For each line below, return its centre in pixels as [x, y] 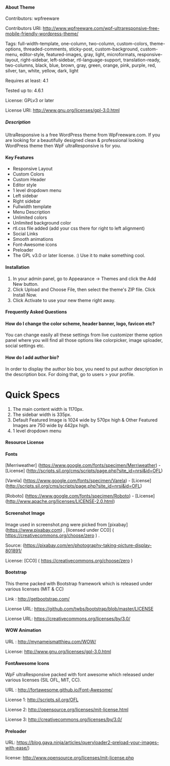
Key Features [20, 157]
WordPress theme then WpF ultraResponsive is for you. [63, 146]
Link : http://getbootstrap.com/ [37, 599]
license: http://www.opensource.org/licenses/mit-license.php [69, 758]
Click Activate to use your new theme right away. [64, 300]
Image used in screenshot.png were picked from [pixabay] [67, 524]
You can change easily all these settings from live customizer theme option [84, 335]
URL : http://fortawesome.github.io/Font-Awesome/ [59, 690]
